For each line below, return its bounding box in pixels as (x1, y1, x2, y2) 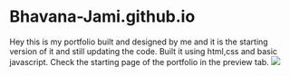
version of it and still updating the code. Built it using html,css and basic (9, 45, 278, 56)
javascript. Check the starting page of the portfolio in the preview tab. (9, 56, 269, 67)
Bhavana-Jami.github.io (9, 6, 196, 27)
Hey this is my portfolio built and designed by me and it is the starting (9, 36, 269, 47)
